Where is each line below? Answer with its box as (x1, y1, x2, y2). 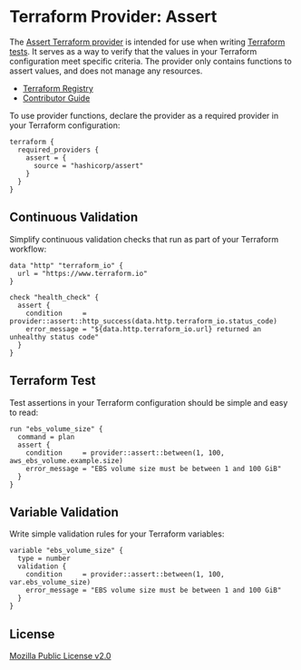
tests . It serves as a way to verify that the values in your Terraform (9, 45, 257, 56)
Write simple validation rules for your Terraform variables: (9, 528, 225, 539)
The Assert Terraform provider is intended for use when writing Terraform (9, 36, 286, 47)
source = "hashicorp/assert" (33, 161, 144, 170)
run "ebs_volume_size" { (9, 424, 103, 433)
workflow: (9, 243, 47, 254)
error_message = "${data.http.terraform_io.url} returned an (25, 324, 261, 333)
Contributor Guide (22, 93, 91, 103)
